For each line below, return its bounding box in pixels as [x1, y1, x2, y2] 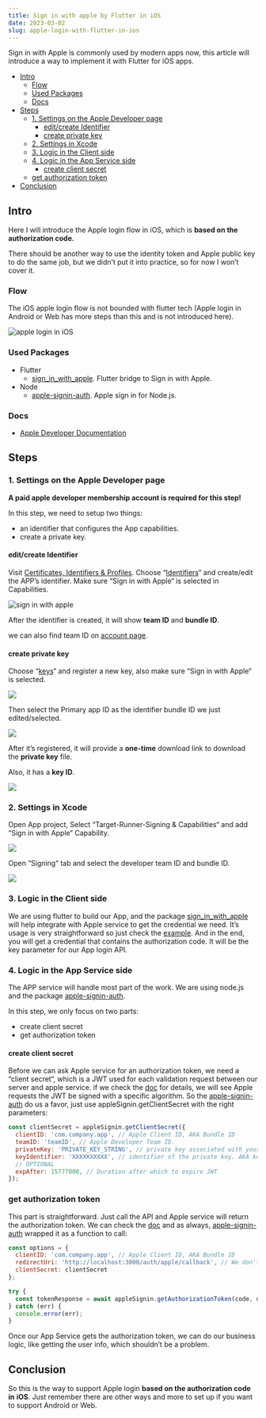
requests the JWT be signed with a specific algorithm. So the [8, 1091, 207, 1101]
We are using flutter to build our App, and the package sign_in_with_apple [8, 911, 249, 921]
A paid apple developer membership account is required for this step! [8, 493, 241, 502]
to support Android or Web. [8, 1401, 97, 1410]
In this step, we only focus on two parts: [8, 1007, 139, 1016]
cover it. [8, 266, 36, 276]
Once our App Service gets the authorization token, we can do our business [8, 1332, 256, 1341]
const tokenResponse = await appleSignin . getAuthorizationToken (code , [15, 1294, 253, 1303]
